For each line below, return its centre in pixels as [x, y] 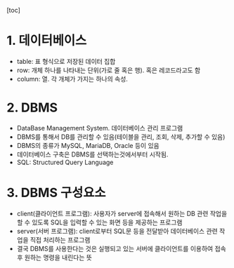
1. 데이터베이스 [47, 41]
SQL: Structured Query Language [65, 162]
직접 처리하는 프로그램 [60, 240]
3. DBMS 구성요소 [56, 193]
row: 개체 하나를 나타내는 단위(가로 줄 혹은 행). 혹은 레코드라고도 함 [109, 70]
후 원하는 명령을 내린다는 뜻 [54, 257]
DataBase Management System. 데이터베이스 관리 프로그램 [100, 128]
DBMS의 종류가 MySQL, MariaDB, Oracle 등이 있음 [88, 145]
